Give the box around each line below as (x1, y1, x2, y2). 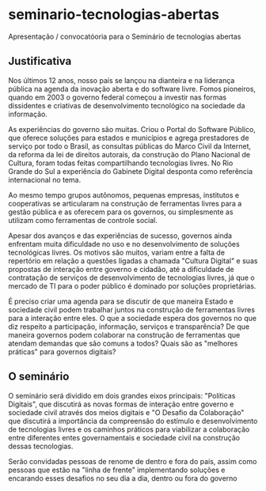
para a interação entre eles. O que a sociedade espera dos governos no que (8, 313, 257, 323)
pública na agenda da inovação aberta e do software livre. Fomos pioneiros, (8, 84, 256, 93)
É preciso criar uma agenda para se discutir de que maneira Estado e (8, 296, 234, 306)
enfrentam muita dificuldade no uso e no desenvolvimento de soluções (8, 239, 240, 248)
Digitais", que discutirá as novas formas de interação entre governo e (8, 399, 234, 409)
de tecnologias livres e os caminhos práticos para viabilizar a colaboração (8, 425, 250, 434)
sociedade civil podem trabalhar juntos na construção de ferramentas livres (8, 304, 256, 314)
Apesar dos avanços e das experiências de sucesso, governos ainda (8, 231, 232, 240)
